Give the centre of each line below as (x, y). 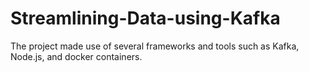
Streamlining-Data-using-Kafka (145, 18)
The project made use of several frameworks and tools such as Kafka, (155, 46)
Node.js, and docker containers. (76, 56)
